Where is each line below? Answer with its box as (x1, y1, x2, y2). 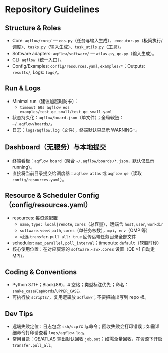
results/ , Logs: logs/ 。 (12, 69, 62, 75)
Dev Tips (5, 309, 33, 318)
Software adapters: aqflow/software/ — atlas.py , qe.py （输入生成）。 (12, 51, 157, 56)
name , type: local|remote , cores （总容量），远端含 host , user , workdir (19, 221, 164, 227)
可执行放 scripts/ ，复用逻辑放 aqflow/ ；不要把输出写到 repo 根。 (12, 294, 149, 300)
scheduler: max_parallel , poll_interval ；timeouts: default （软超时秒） (12, 240, 162, 246)
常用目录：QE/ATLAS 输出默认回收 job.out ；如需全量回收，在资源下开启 (12, 336, 162, 342)
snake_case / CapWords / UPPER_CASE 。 (12, 288, 84, 294)
